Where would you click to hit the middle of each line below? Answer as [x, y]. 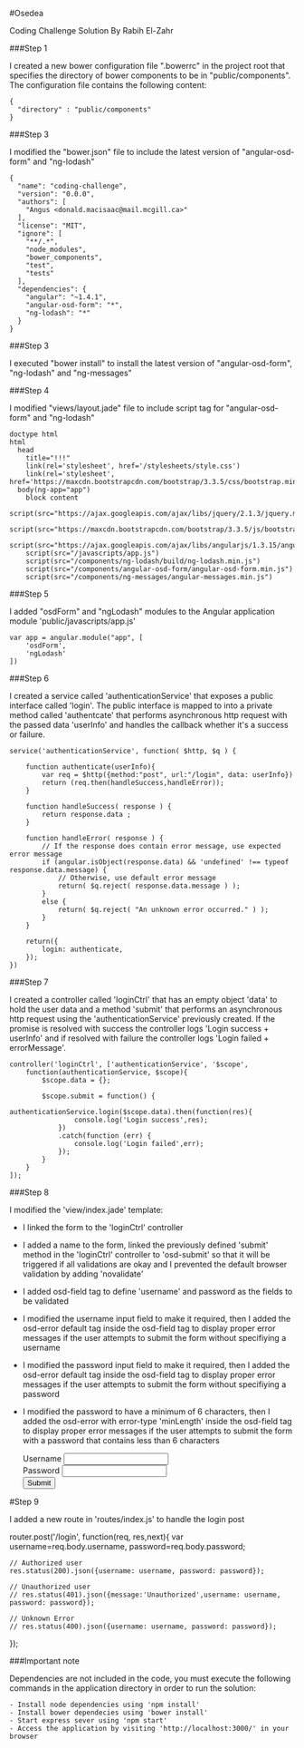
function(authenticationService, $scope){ [107, 1073]
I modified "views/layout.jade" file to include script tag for [117, 408]
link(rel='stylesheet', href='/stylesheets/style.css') [133, 466]
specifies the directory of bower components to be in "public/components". [150, 75]
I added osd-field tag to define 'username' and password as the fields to [157, 1292]
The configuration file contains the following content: [108, 85]
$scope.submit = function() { [99, 1096]
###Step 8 [29, 1192]
